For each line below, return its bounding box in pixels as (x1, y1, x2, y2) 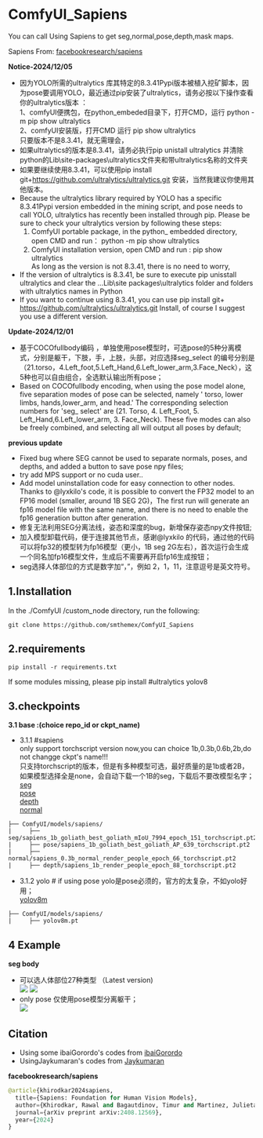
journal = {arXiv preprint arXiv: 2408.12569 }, (15, 1108, 163, 1116)
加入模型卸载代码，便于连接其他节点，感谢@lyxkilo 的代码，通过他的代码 (19, 532, 255, 542)
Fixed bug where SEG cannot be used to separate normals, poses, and (19, 453, 248, 462)
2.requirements (8, 642, 86, 656)
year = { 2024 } (15, 1116, 55, 1124)
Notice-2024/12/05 (8, 61, 73, 71)
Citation (8, 1027, 49, 1041)
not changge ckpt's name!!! (19, 752, 108, 762)
